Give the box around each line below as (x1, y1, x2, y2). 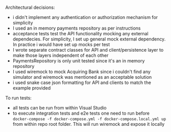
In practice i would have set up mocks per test (12, 41, 110, 48)
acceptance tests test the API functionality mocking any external (12, 31, 149, 36)
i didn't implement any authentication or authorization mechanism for (12, 14, 158, 20)
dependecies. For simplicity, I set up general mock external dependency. (12, 36, 166, 42)
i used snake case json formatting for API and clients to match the (12, 79, 152, 85)
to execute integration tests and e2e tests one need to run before (12, 110, 150, 116)
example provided (12, 85, 51, 91)
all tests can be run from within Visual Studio (12, 105, 107, 111)
